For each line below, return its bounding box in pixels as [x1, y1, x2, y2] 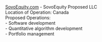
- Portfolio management [5, 31, 54, 36]
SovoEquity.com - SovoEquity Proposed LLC [5, 4, 97, 10]
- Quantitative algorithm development [5, 25, 83, 31]
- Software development [5, 20, 56, 26]
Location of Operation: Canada [5, 9, 69, 15]
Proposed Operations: [5, 15, 51, 21]
